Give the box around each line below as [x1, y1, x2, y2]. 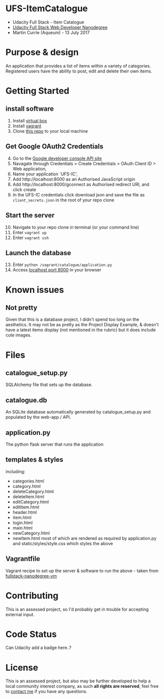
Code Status [5, 628, 57, 640]
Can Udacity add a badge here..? [5, 645, 72, 651]
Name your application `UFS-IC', [12, 171, 78, 177]
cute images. [5, 332, 32, 338]
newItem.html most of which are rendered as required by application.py [12, 535, 157, 541]
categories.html [12, 478, 44, 484]
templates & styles [5, 456, 63, 464]
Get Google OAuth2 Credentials [5, 143, 103, 151]
